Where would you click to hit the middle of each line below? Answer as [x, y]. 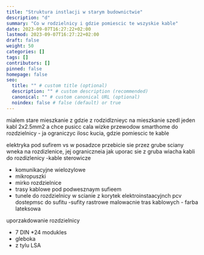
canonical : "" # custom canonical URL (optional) [76, 97]
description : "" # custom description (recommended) [80, 92]
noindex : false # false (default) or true [66, 102]
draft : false [23, 40]
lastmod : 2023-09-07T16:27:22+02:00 [53, 35]
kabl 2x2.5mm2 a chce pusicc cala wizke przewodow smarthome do [92, 126]
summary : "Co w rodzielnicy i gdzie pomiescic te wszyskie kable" [92, 23]
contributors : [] [28, 63]
